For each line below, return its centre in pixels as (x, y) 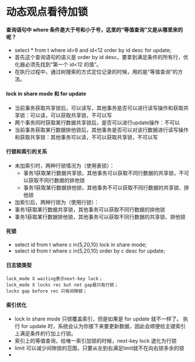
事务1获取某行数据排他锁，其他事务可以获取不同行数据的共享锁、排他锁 (100, 216)
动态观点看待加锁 (47, 12)
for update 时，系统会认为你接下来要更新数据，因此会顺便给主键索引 (103, 326)
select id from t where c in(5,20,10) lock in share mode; (81, 244)
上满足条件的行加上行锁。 (45, 333)
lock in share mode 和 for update (46, 94)
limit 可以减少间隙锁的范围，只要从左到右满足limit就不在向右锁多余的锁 (99, 348)
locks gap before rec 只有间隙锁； (47, 291)
